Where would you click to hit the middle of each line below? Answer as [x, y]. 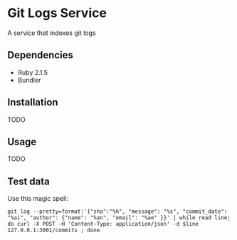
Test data [28, 181]
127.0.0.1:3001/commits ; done [54, 230]
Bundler [29, 80]
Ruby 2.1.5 [33, 72]
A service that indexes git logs [52, 33]
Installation [33, 102]
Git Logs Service [57, 13]
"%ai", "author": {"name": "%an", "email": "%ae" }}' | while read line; [119, 218]
